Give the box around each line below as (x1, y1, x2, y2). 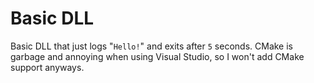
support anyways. (10, 61, 85, 73)
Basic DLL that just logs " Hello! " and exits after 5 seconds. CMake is (10, 40, 293, 52)
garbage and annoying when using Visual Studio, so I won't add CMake (10, 50, 305, 62)
